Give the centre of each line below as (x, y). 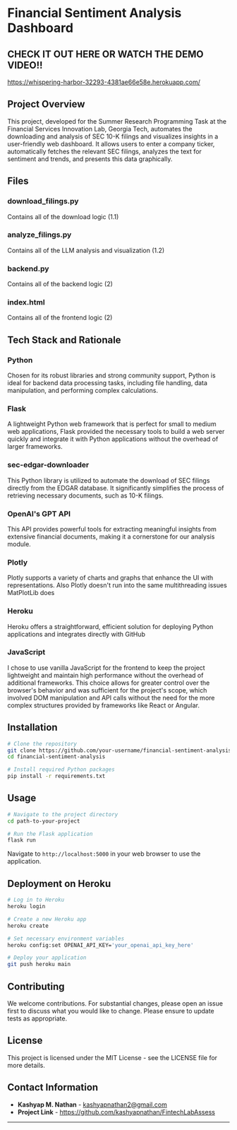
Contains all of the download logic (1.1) (63, 216)
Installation (32, 728)
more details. (26, 1065)
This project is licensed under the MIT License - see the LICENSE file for (112, 1057)
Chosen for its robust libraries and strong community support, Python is (112, 375)
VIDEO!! (25, 65)
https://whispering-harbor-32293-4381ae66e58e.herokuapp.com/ (104, 82)
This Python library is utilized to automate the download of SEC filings (109, 480)
